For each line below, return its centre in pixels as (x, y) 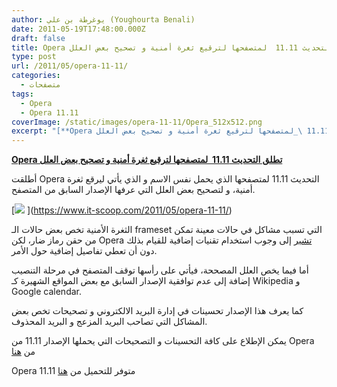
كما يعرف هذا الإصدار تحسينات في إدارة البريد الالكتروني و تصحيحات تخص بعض (157, 311)
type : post (34, 57)
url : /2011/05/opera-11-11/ (70, 66)
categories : (36, 76)
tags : (22, 94)
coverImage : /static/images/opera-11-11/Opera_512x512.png (137, 122)
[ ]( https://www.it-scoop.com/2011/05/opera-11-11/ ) (122, 210)
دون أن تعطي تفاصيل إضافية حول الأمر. (84, 251)
